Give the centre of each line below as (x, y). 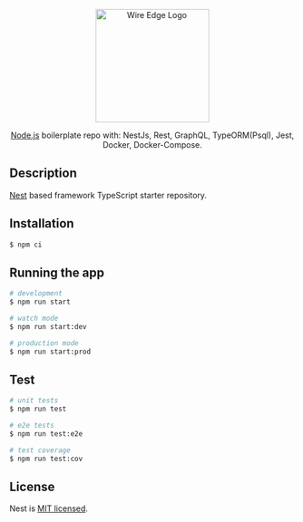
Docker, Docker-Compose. (152, 145)
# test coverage (40, 450)
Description (43, 174)
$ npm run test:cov (46, 459)
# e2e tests (32, 426)
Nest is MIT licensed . (49, 508)
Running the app (57, 272)
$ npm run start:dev (49, 326)
